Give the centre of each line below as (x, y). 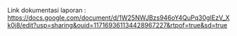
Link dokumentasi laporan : (47, 10)
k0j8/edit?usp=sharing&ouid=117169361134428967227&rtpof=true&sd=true (117, 25)
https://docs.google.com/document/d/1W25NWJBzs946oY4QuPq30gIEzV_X (118, 18)
